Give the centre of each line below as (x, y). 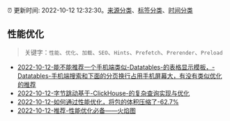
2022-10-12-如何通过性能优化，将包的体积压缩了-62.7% (98, 102)
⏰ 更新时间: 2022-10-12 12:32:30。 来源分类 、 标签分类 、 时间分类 (100, 10)
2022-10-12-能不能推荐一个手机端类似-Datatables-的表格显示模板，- (116, 67)
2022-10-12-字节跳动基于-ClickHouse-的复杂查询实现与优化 (103, 93)
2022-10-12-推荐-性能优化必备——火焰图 (76, 111)
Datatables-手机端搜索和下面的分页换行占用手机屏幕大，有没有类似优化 (120, 76)
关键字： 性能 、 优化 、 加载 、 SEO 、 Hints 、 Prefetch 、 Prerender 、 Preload (123, 52)
